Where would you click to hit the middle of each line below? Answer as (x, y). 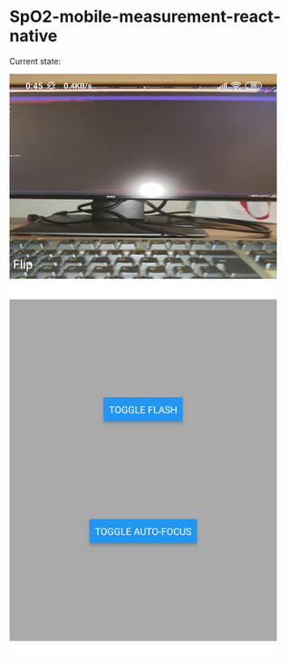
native (34, 36)
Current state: (35, 61)
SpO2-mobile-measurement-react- (145, 17)
